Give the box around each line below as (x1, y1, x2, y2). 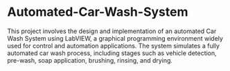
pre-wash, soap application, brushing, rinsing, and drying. (7, 56, 173, 64)
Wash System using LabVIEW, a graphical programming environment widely (7, 34, 224, 42)
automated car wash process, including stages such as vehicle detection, (7, 49, 217, 57)
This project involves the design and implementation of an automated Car (7, 27, 217, 35)
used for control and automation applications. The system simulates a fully (7, 41, 220, 50)
